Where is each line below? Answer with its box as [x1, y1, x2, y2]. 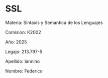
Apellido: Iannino [5, 58, 40, 64]
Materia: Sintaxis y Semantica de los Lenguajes [5, 19, 103, 25]
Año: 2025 [5, 38, 27, 45]
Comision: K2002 [5, 29, 41, 35]
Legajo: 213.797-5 [5, 48, 43, 54]
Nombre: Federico [5, 68, 43, 74]
